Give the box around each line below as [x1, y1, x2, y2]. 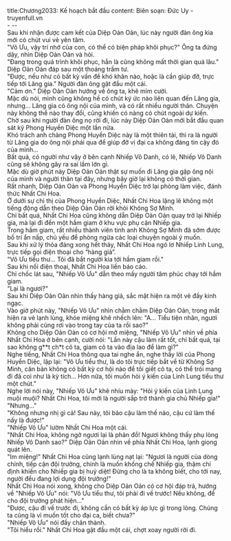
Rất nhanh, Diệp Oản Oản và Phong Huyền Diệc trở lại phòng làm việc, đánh [7, 182, 222, 190]
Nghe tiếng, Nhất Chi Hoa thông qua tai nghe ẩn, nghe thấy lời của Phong [7, 350, 215, 358]
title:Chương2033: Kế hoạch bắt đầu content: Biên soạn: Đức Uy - [7, 7, 194, 14]
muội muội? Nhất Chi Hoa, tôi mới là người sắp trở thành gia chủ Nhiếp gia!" [7, 394, 221, 402]
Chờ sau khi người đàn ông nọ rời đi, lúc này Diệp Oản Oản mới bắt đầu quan [7, 116, 224, 124]
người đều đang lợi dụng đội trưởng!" [7, 475, 111, 482]
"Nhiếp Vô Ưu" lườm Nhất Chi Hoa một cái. [7, 423, 129, 432]
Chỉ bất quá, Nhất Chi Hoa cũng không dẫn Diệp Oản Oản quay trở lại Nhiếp [7, 211, 221, 220]
